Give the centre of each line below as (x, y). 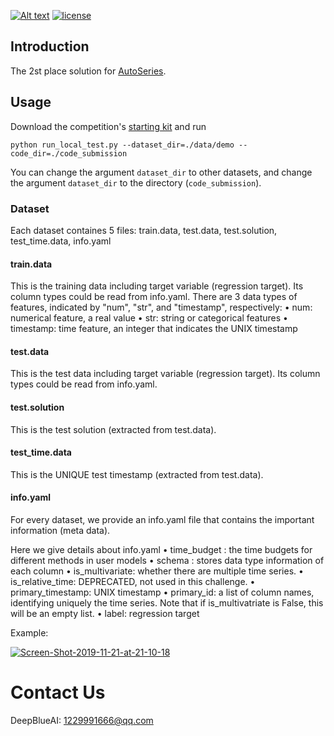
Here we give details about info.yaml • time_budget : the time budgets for (161, 549)
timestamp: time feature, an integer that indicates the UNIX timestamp (154, 329)
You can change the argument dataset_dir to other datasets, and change (161, 172)
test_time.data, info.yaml (61, 241)
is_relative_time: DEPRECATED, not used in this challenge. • (133, 581)
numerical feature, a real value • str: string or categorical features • (149, 318)
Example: (29, 632)
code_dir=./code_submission (69, 153)
